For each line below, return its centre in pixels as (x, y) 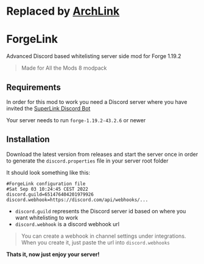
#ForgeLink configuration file (46, 184)
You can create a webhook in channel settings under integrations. (104, 236)
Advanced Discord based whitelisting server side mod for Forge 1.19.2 (94, 56)
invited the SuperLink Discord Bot (48, 108)
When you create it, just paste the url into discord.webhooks (96, 242)
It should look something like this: (48, 172)
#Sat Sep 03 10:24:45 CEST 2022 (47, 189)
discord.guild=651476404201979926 (50, 194)
